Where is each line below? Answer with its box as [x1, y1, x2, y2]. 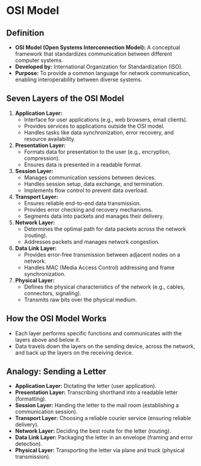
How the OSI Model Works [6, 313, 107, 324]
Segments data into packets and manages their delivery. [24, 212, 164, 220]
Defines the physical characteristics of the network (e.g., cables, [24, 283, 185, 290]
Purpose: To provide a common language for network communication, [14, 70, 191, 76]
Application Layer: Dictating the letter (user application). [14, 382, 157, 390]
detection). [14, 440, 42, 448]
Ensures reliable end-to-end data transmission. [24, 199, 141, 206]
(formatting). [14, 395, 47, 402]
